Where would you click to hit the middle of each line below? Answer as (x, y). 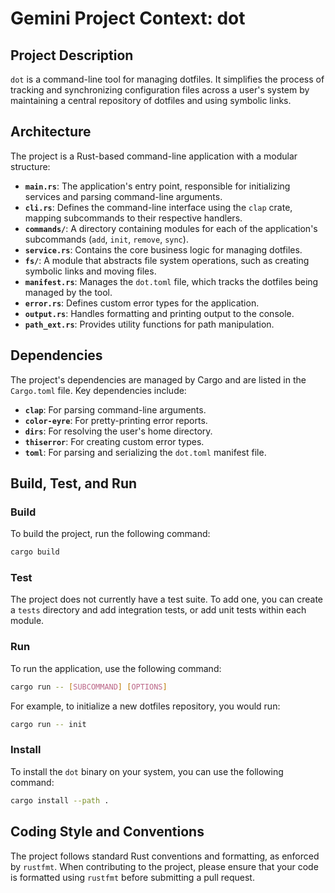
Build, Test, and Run (74, 483)
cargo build (35, 552)
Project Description (72, 55)
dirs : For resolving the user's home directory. (118, 431)
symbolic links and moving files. (90, 271)
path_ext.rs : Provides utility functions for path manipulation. (149, 324)
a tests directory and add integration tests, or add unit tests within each (158, 610)
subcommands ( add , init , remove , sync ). (106, 239)
